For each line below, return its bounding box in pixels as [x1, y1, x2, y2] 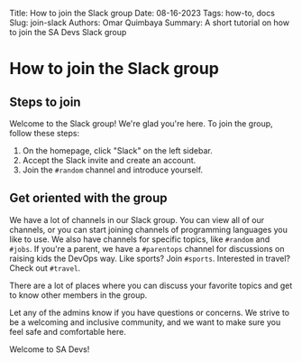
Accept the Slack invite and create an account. [22, 155, 197, 165]
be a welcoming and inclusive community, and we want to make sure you [9, 316, 281, 328]
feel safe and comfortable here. [9, 326, 126, 337]
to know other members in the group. [9, 289, 148, 301]
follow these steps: [9, 128, 79, 138]
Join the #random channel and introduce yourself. [22, 164, 204, 175]
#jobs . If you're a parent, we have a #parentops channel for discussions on [9, 243, 285, 254]
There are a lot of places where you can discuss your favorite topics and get [9, 280, 293, 291]
